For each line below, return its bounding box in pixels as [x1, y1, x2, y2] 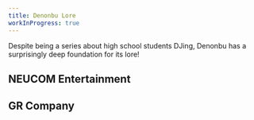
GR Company [8, 99, 75, 113]
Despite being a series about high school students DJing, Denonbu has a [8, 41, 247, 50]
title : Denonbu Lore [8, 11, 77, 20]
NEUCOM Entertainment [8, 72, 131, 86]
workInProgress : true [8, 19, 80, 27]
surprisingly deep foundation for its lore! [8, 49, 140, 59]
